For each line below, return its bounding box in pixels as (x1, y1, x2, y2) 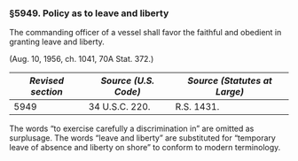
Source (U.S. (100, 74, 155, 87)
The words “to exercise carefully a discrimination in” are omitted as (9, 123, 255, 134)
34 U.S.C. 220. (88, 101, 151, 113)
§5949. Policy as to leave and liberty (9, 7, 169, 19)
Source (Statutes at (187, 74, 272, 87)
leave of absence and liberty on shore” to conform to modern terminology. (9, 142, 281, 153)
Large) (216, 86, 245, 98)
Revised (29, 74, 65, 87)
